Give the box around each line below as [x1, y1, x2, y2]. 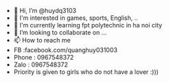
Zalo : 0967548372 [13, 60, 69, 69]
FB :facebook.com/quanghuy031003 [13, 46, 118, 54]
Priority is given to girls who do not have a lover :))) [13, 68, 159, 75]
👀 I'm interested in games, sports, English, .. [13, 14, 139, 22]
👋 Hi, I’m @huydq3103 [13, 7, 77, 14]
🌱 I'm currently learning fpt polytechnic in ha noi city [13, 21, 163, 29]
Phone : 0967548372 [13, 54, 74, 61]
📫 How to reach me [13, 36, 71, 44]
